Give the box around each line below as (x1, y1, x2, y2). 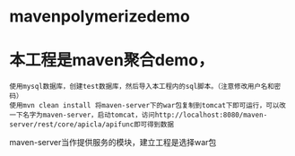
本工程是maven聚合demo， (9, 50, 214, 71)
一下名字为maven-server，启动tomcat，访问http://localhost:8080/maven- (9, 110, 268, 120)
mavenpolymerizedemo (9, 6, 190, 27)
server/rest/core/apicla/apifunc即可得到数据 (9, 120, 175, 129)
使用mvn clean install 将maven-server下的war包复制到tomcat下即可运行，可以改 (9, 101, 287, 110)
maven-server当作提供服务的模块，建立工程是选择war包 (9, 137, 217, 148)
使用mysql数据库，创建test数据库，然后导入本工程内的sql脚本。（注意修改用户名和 (9, 82, 275, 91)
